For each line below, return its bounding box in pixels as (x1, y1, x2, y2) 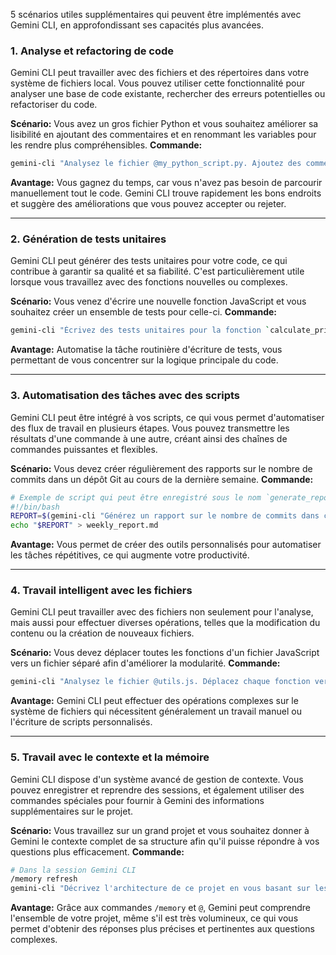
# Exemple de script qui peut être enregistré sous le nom (10, 492, 262, 503)
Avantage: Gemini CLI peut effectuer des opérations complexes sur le (10, 695, 299, 707)
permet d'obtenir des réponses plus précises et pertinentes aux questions (10, 923, 315, 935)
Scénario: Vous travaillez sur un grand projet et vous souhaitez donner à (10, 824, 310, 836)
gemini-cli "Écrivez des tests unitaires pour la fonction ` (10, 325, 271, 336)
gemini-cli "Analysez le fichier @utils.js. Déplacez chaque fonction (10, 677, 311, 687)
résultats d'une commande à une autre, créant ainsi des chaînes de (10, 432, 288, 444)
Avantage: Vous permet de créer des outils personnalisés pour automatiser (10, 539, 322, 551)
